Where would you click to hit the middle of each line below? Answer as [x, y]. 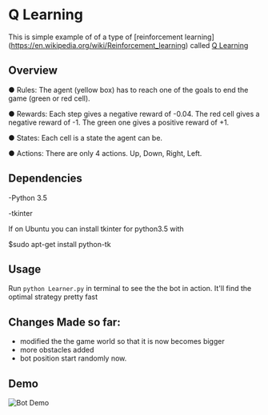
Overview [33, 71]
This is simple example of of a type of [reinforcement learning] [111, 37]
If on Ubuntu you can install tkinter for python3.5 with [96, 229]
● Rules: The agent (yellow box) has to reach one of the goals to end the [128, 90]
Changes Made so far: [65, 322]
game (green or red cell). [49, 98]
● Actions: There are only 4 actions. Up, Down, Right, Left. [105, 153]
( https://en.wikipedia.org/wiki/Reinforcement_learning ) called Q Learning [128, 45]
